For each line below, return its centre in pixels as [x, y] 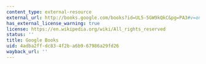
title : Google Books [33, 40]
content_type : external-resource [49, 12]
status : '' [20, 35]
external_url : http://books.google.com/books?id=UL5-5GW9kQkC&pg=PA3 [97, 18]
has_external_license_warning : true [53, 23]
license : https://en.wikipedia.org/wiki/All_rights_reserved [86, 29]
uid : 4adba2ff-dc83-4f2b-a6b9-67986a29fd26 [63, 46]
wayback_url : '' [27, 52]
